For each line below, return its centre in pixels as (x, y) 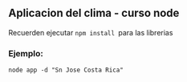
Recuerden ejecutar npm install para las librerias (91, 32)
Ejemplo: (26, 53)
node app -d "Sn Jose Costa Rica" (66, 70)
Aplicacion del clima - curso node (94, 13)
